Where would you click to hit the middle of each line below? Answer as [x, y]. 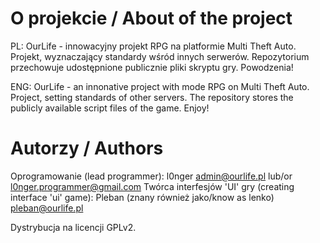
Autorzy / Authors [87, 148]
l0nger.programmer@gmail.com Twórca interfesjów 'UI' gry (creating [152, 186]
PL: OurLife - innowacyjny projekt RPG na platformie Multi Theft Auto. [153, 46]
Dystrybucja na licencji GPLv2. [73, 227]
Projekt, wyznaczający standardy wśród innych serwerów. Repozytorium [160, 56]
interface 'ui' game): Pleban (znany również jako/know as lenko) [142, 197]
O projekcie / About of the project [151, 18]
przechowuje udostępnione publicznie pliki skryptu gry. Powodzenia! [152, 67]
